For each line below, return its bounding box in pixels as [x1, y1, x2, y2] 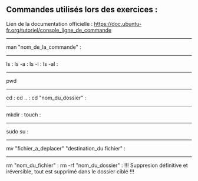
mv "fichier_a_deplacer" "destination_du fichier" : [6, 145, 126, 152]
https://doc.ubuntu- [94, 20, 142, 27]
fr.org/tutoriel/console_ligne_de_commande [6, 26, 112, 33]
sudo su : [6, 128, 29, 135]
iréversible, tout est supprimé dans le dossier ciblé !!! [6, 167, 134, 175]
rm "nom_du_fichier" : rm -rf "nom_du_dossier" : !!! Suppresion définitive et [6, 162, 189, 169]
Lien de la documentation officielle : [6, 20, 93, 27]
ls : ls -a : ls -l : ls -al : [6, 60, 58, 67]
